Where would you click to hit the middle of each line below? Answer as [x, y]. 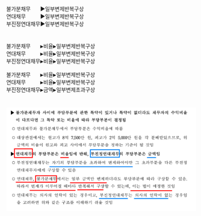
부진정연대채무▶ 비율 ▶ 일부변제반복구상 [51, 61]
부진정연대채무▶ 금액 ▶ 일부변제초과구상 [51, 90]
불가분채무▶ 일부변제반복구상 [45, 9]
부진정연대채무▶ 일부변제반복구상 [45, 24]
